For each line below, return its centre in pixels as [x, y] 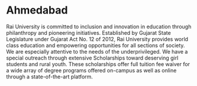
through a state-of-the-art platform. [50, 77]
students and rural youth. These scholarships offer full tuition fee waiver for [98, 64]
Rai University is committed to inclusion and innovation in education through [99, 27]
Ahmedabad [37, 10]
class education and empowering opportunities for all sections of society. [96, 45]
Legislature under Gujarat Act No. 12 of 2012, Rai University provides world [97, 39]
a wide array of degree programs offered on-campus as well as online [91, 70]
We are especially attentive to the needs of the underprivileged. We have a [97, 51]
